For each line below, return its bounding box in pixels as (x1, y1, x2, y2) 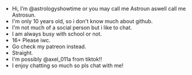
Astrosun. (11, 11, 36, 18)
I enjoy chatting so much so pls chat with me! (11, 62, 124, 69)
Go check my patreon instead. (11, 43, 87, 50)
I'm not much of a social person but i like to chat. (11, 24, 133, 31)
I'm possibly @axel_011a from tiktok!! (11, 56, 103, 62)
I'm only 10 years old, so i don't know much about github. (11, 18, 153, 24)
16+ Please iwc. (11, 37, 51, 43)
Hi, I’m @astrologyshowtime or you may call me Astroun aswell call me (11, 5, 187, 12)
